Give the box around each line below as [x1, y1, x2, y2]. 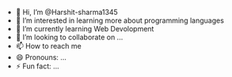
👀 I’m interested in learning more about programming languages [15, 16, 224, 25]
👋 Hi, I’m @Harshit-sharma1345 [15, 8, 119, 16]
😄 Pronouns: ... [15, 53, 67, 62]
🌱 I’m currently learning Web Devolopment [15, 24, 154, 33]
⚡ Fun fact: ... [15, 61, 59, 71]
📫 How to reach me [15, 42, 82, 50]
